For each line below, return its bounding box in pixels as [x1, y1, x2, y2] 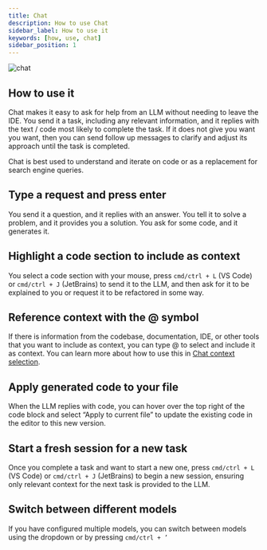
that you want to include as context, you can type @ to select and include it [8, 340, 256, 350]
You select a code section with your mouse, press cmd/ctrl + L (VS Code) [8, 270, 253, 280]
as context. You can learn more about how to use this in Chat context [8, 348, 235, 359]
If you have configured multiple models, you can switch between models [8, 524, 247, 533]
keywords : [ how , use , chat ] [8, 33, 102, 42]
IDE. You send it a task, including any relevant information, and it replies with [8, 116, 259, 125]
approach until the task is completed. [8, 141, 130, 151]
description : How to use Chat [8, 19, 109, 27]
